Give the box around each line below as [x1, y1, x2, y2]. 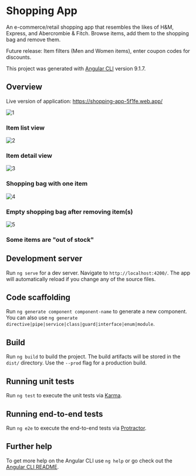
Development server [6, 254, 83, 264]
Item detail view [6, 151, 53, 160]
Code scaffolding [6, 292, 70, 303]
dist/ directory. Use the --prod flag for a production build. [6, 359, 147, 366]
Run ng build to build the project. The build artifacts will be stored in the [6, 353, 181, 360]
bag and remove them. [6, 36, 61, 43]
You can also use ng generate [6, 314, 78, 321]
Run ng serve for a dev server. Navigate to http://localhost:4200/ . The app [6, 269, 191, 276]
